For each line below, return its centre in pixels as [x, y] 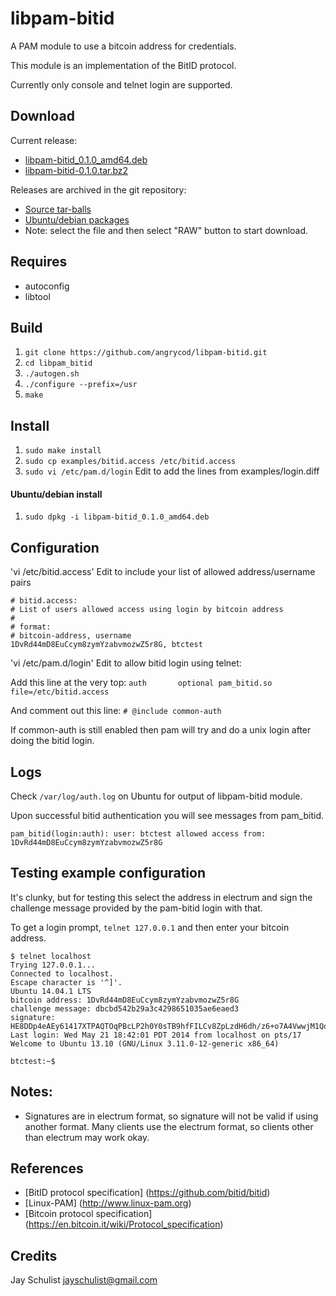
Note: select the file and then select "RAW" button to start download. [166, 230]
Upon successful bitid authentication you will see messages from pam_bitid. [167, 816]
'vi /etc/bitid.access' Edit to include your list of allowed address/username [163, 572]
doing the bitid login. [52, 741]
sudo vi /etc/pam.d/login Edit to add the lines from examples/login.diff [172, 471]
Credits [34, 1255]
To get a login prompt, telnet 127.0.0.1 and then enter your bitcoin [150, 927]
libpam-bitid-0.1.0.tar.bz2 [76, 170]
